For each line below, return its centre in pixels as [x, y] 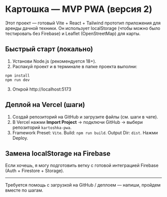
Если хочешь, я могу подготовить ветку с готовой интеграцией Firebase [82, 166]
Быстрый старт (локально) [49, 49]
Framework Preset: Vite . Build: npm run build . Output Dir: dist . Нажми [85, 132]
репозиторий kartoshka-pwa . [42, 127]
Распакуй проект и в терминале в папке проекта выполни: [75, 66]
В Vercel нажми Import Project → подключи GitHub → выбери [78, 122]
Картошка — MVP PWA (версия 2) [79, 9]
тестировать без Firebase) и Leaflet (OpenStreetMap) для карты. [73, 33]
